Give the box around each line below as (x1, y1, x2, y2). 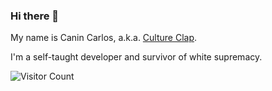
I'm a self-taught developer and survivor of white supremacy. (10, 51, 263, 63)
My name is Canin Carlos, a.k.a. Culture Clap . (10, 32, 198, 44)
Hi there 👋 (10, 9, 60, 23)
